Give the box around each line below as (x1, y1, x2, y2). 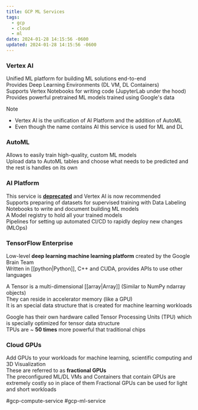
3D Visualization (6, 361, 46, 368)
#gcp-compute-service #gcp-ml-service (6, 398, 106, 405)
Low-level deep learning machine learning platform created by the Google (6, 253, 190, 260)
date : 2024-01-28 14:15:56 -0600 (6, 36, 89, 42)
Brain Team (6, 259, 34, 266)
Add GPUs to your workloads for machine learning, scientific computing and (6, 354, 193, 361)
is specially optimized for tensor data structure (6, 320, 120, 327)
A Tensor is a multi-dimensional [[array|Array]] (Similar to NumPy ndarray (6, 283, 186, 290)
